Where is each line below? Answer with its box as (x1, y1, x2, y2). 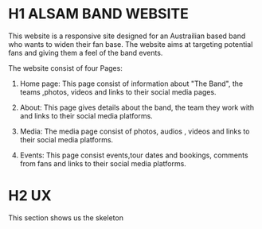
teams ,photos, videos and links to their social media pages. (19, 87, 217, 96)
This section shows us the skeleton (8, 212, 123, 223)
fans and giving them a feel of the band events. (8, 48, 163, 57)
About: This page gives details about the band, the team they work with (19, 103, 255, 112)
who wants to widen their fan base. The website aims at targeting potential (8, 39, 253, 49)
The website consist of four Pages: (8, 63, 123, 72)
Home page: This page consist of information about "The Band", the (19, 79, 244, 88)
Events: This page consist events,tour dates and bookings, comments (19, 150, 248, 160)
